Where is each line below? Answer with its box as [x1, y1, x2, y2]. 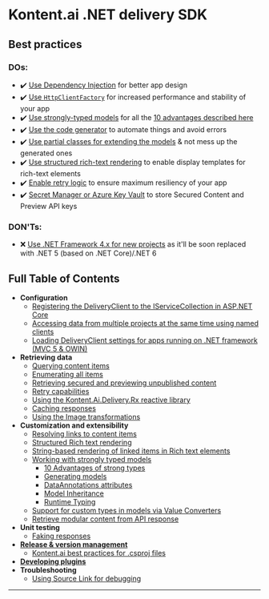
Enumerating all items [31, 369, 104, 379]
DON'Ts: [8, 221, 42, 232]
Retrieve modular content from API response [31, 514, 179, 524]
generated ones [19, 148, 73, 158]
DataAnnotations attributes [43, 480, 133, 489]
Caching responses [31, 403, 96, 413]
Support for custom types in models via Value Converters [31, 505, 222, 515]
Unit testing [19, 522, 60, 532]
